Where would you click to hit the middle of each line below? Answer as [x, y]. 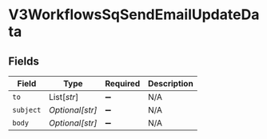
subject [27, 110]
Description [170, 83]
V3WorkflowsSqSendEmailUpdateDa [134, 15]
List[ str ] [64, 97]
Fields [24, 61]
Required [123, 83]
